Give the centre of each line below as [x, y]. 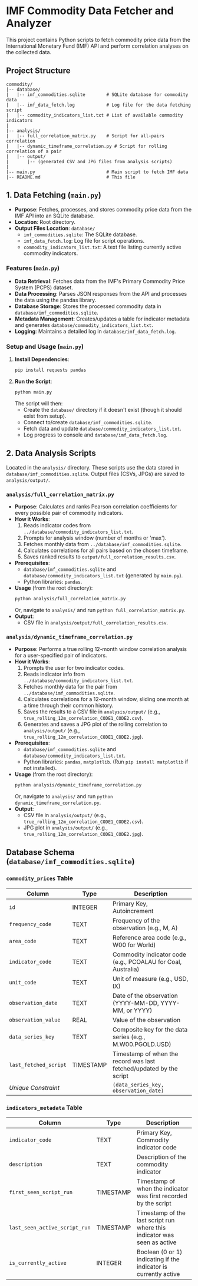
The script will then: [39, 403]
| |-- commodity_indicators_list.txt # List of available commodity [95, 115]
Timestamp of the [161, 1213]
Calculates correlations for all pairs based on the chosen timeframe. [106, 551]
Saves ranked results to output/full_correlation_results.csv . [100, 557]
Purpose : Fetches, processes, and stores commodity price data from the [103, 209]
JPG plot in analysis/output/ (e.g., [65, 828]
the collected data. [29, 52]
